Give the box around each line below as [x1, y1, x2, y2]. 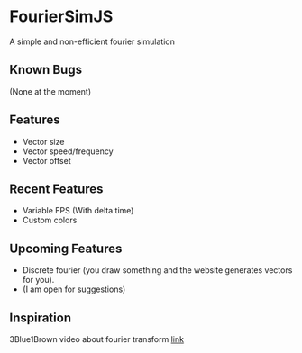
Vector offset [22, 155, 71, 166]
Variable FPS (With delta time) [22, 205, 134, 216]
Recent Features [9, 181, 104, 196]
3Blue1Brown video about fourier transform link [9, 334, 185, 344]
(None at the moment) [9, 86, 92, 96]
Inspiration [9, 310, 72, 325]
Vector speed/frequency [22, 146, 114, 157]
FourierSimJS [9, 6, 114, 27]
